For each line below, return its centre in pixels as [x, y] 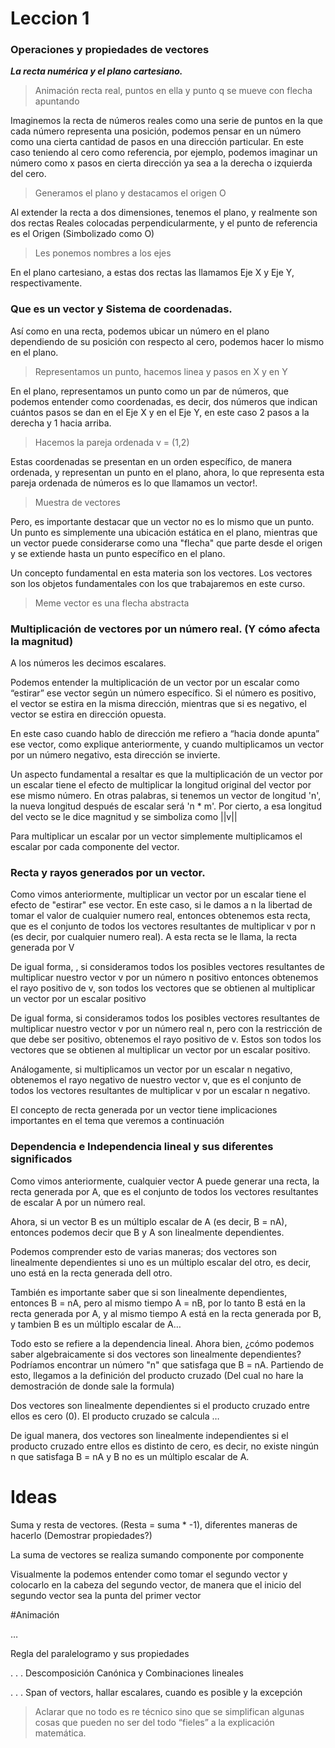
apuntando [57, 101]
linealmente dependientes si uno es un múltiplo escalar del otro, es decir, [161, 1262]
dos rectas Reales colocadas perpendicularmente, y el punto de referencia [164, 223]
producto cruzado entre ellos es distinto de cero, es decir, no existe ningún [165, 1446]
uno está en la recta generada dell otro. [91, 1273]
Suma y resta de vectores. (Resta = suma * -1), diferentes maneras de [154, 1524]
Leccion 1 [50, 18]
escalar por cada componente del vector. [95, 847]
